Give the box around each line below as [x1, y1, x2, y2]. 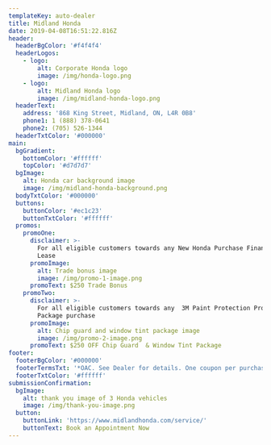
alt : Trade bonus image [37, 267, 117, 275]
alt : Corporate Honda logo [37, 64, 128, 73]
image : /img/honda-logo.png [37, 72, 131, 80]
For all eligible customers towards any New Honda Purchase [37, 244, 244, 252]
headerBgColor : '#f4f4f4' [15, 42, 103, 50]
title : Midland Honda [8, 19, 81, 27]
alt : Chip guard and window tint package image [37, 326, 200, 335]
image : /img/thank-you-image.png [23, 401, 135, 410]
